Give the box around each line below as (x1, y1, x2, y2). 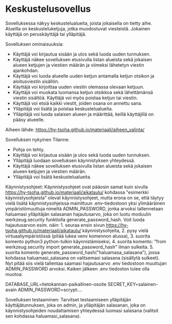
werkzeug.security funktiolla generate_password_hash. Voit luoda (5, 217, 145, 223)
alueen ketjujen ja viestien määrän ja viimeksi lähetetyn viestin (12, 62, 145, 68)
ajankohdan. (12, 67, 39, 74)
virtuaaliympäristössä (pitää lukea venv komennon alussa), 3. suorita (5, 232, 150, 239)
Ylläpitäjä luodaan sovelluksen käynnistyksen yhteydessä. (12, 157, 136, 164)
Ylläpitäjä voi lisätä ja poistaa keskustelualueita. (12, 105, 113, 112)
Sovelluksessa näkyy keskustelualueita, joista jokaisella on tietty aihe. (5, 20, 152, 26)
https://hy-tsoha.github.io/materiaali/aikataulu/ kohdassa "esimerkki (5, 189, 149, 195)
